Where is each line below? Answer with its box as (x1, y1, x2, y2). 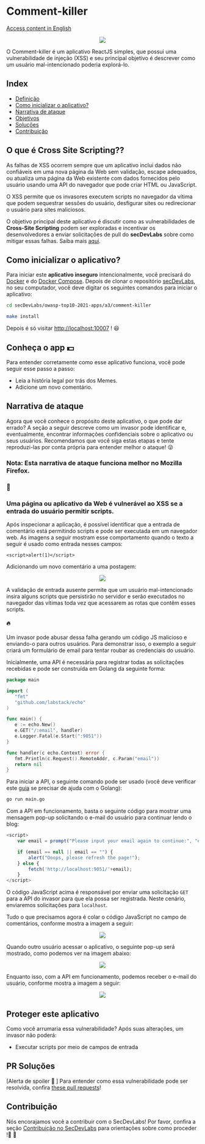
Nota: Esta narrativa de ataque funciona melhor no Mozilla (6, 458, 182, 467)
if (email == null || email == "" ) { (17, 849, 113, 855)
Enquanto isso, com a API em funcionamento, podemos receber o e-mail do (6, 973, 197, 981)
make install (6, 313, 40, 320)
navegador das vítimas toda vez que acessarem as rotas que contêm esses (6, 599, 196, 607)
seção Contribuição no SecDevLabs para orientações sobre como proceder (6, 1124, 197, 1132)
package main (6, 677, 40, 683)
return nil (14, 761, 43, 768)
